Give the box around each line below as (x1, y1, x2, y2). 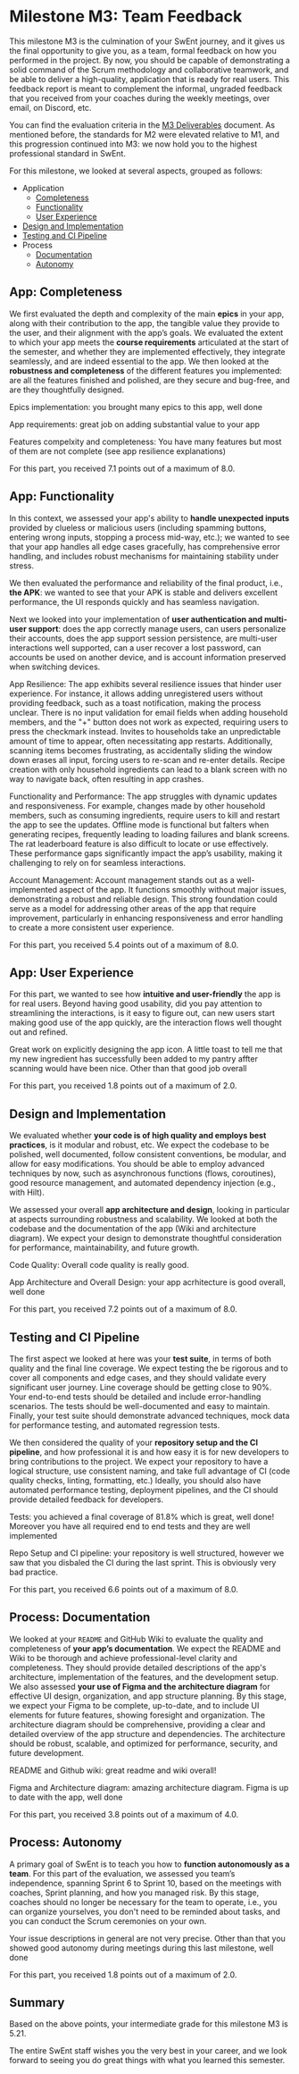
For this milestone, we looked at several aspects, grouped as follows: (9, 165, 263, 176)
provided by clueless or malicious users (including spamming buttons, (9, 522, 267, 533)
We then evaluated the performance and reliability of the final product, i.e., (9, 577, 284, 588)
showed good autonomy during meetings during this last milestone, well (9, 1942, 274, 1953)
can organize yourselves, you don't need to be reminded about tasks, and (9, 1906, 281, 1917)
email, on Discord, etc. (9, 102, 92, 113)
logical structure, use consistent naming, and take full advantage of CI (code (9, 1465, 291, 1476)
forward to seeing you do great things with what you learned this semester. (9, 2055, 286, 2066)
